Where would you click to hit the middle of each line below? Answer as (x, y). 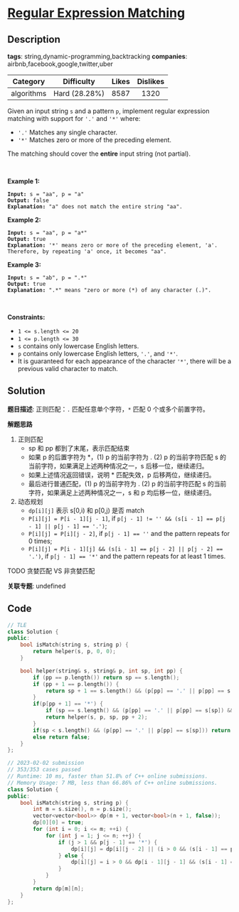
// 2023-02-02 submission (46, 763)
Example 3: (24, 265)
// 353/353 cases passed (44, 770)
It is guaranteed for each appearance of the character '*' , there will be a (124, 361)
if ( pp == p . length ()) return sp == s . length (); (106, 677)
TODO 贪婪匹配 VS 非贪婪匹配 (51, 571)
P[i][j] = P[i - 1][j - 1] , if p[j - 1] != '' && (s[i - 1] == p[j (127, 518)
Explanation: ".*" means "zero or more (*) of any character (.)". (110, 290)
